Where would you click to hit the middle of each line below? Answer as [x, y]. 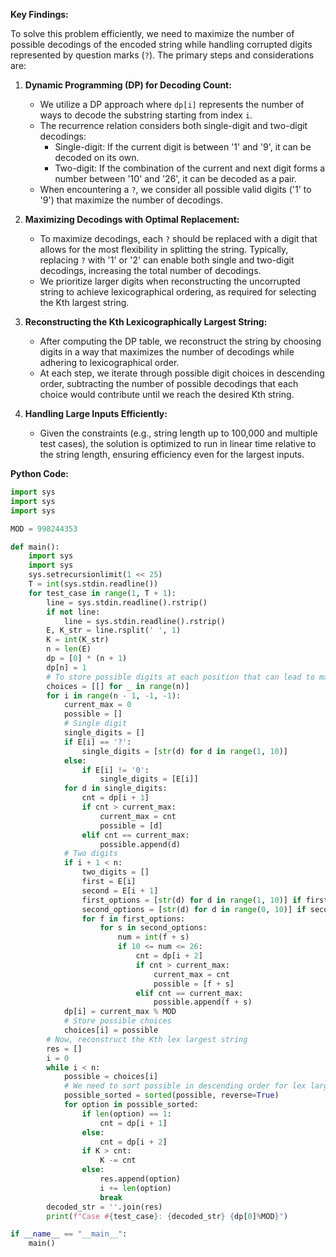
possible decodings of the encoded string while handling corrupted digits [161, 44]
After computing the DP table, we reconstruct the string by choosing [180, 341]
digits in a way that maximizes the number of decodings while [167, 352]
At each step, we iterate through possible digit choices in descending [182, 373]
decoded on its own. [97, 157]
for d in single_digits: [115, 789]
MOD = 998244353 [44, 529]
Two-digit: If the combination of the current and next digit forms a [190, 168]
